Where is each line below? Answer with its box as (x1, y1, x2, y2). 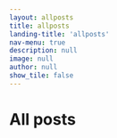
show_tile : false (9, 71, 74, 80)
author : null (9, 63, 58, 72)
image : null (9, 54, 54, 63)
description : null (9, 46, 78, 55)
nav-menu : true (9, 37, 66, 47)
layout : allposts (9, 12, 74, 22)
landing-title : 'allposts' (9, 29, 110, 38)
